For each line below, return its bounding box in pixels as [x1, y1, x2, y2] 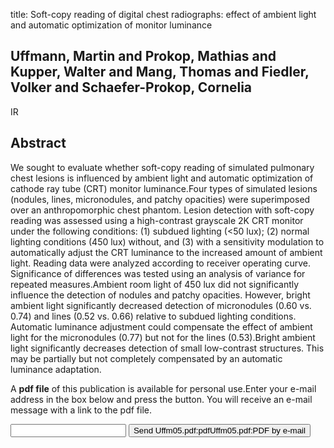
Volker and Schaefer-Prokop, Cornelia [10, 79, 253, 96]
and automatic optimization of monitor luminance [10, 19, 213, 31]
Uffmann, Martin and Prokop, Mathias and [10, 48, 277, 65]
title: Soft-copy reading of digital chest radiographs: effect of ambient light [10, 9, 317, 20]
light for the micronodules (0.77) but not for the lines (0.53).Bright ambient [10, 331, 316, 343]
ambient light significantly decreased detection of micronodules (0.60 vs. [10, 299, 312, 311]
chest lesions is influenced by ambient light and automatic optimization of [10, 172, 314, 184]
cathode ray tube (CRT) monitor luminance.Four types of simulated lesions [10, 182, 318, 194]
